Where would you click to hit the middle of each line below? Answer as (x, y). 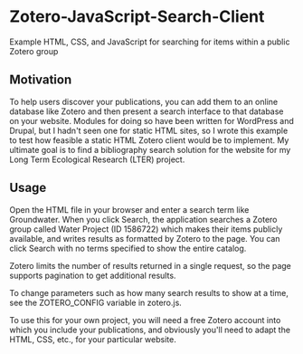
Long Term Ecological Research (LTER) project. (97, 159)
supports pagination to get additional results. (93, 275)
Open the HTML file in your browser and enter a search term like (129, 209)
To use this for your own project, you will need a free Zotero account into (145, 320)
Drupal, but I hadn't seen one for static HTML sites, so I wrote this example (149, 130)
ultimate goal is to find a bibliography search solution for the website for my (150, 149)
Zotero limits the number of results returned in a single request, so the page (151, 265)
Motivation (41, 80)
